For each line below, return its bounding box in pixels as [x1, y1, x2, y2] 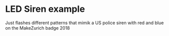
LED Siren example [5, 3, 86, 15]
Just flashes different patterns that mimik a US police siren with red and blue [5, 20, 164, 26]
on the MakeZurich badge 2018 [5, 25, 70, 31]
